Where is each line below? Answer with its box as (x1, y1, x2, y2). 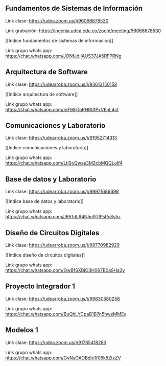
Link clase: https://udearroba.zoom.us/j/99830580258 (5, 295, 120, 302)
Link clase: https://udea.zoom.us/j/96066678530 (5, 17, 109, 24)
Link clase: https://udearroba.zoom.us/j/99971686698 (5, 189, 119, 195)
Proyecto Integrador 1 (5, 282, 75, 291)
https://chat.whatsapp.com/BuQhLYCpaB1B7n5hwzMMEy (5, 311, 127, 317)
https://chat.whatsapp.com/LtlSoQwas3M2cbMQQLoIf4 (5, 160, 123, 166)
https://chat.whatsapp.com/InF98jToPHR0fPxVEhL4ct (5, 106, 119, 112)
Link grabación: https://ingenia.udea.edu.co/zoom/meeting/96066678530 (5, 28, 161, 34)
